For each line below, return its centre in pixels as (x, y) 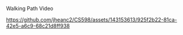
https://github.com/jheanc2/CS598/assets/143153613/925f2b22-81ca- (92, 20)
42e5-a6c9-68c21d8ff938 (38, 26)
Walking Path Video (30, 8)
